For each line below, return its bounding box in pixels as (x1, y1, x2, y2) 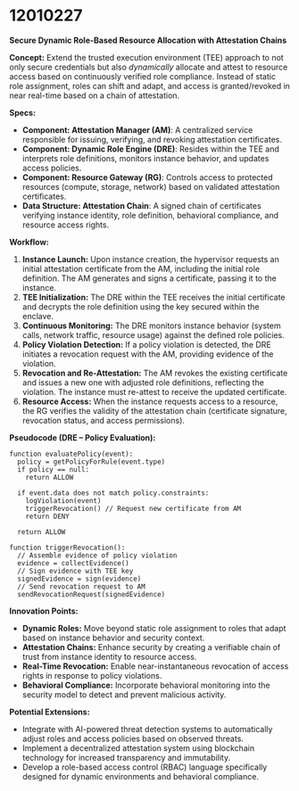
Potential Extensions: (9, 706, 91, 717)
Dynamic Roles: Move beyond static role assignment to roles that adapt (21, 622, 287, 633)
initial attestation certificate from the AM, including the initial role (21, 263, 261, 274)
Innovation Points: (9, 606, 79, 616)
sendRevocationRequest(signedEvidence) (17, 589, 166, 598)
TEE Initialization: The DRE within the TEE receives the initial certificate (21, 292, 286, 302)
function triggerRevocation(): (9, 543, 126, 552)
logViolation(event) (25, 496, 102, 505)
